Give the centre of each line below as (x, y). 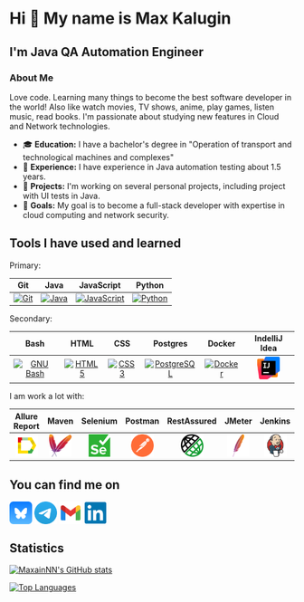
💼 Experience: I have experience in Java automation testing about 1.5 (152, 167)
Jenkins (275, 421)
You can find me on (65, 485)
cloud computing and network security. (95, 215)
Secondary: (31, 318)
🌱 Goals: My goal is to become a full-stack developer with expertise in (153, 205)
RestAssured (192, 421)
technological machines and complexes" (98, 157)
